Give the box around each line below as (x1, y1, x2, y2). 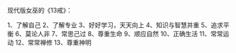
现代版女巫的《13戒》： (7, 6, 73, 14)
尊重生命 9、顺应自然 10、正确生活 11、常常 (97, 30, 223, 38)
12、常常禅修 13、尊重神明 (15, 38, 92, 47)
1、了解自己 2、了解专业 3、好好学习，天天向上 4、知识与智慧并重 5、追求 (7, 21, 223, 29)
